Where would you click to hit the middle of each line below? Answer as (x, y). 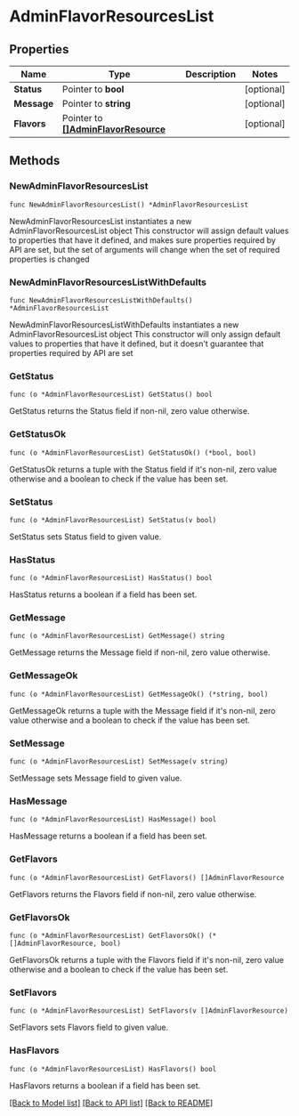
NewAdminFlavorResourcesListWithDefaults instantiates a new (124, 324)
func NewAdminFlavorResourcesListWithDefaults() (101, 300)
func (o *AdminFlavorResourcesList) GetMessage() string (117, 636)
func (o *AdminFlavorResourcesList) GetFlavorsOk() (107, 935)
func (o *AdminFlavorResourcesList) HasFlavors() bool (113, 1069)
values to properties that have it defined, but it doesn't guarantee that (137, 344)
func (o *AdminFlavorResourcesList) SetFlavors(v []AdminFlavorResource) (149, 1011)
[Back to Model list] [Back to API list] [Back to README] (111, 1103)
